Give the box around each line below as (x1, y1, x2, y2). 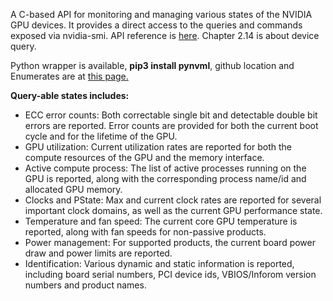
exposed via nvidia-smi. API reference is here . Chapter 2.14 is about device (10, 30, 320, 41)
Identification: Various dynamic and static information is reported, (24, 258, 295, 269)
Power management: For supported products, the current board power (24, 237, 316, 248)
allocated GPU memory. (24, 184, 123, 195)
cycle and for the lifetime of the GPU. (24, 130, 178, 142)
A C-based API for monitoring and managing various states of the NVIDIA (10, 9, 313, 20)
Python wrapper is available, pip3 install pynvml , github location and (10, 60, 295, 71)
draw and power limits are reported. (24, 247, 173, 259)
